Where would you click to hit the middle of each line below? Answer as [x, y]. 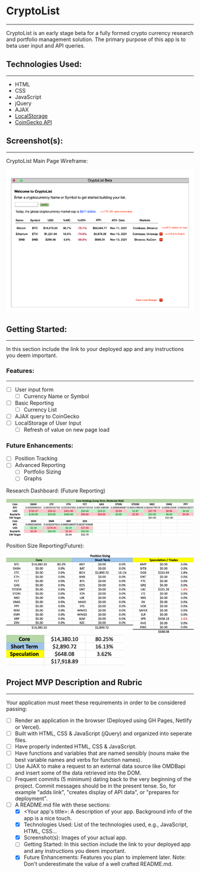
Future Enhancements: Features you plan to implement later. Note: [105, 857]
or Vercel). [28, 727]
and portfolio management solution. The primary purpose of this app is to [96, 39]
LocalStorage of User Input [48, 423]
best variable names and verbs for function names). [78, 760]
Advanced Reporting [40, 465]
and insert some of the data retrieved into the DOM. [78, 773]
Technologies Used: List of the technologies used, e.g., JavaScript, [106, 824]
